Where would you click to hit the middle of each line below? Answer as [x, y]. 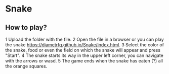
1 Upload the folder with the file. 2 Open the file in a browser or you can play [85, 39]
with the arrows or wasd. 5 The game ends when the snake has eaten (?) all [84, 61]
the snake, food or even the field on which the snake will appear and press [83, 50]
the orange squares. [26, 66]
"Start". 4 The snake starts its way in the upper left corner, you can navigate [84, 55]
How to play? [26, 27]
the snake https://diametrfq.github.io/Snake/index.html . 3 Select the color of [85, 45]
